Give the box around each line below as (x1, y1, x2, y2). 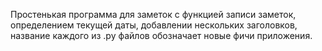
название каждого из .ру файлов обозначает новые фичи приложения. (10, 30, 313, 41)
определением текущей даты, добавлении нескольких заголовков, (10, 19, 298, 31)
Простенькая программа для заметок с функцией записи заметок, (10, 9, 297, 20)
